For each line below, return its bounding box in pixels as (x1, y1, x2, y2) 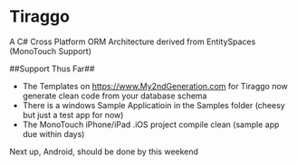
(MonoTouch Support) (9, 45, 92, 56)
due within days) (22, 128, 85, 139)
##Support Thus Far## (9, 63, 95, 74)
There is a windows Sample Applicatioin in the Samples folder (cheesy (22, 99, 285, 110)
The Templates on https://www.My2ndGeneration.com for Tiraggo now (22, 80, 288, 91)
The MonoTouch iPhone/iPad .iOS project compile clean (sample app (22, 119, 280, 130)
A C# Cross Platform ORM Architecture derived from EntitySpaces (9, 36, 256, 47)
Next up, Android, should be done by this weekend (9, 146, 199, 157)
